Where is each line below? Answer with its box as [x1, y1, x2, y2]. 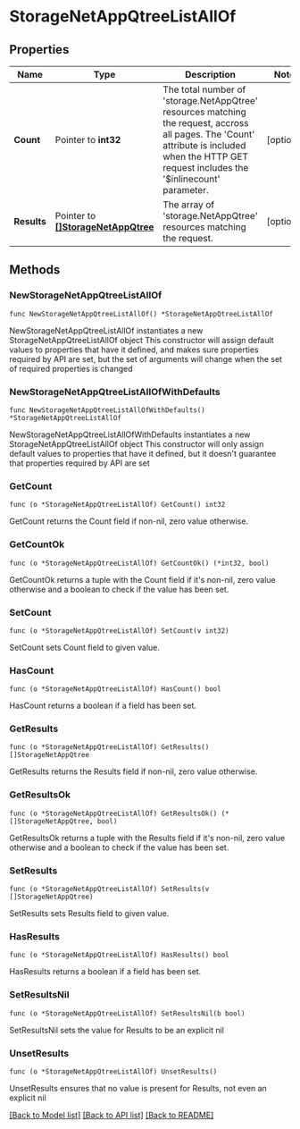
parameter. [162, 184, 209, 196]
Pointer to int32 [54, 134, 121, 146]
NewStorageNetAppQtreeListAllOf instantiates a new [9, 324, 204, 336]
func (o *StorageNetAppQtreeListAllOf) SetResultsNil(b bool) [9, 1008, 246, 1018]
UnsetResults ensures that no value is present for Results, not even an [9, 1083, 268, 1093]
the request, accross [162, 117, 249, 129]
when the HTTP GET [162, 150, 248, 163]
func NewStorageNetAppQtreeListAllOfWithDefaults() [9, 405, 205, 415]
